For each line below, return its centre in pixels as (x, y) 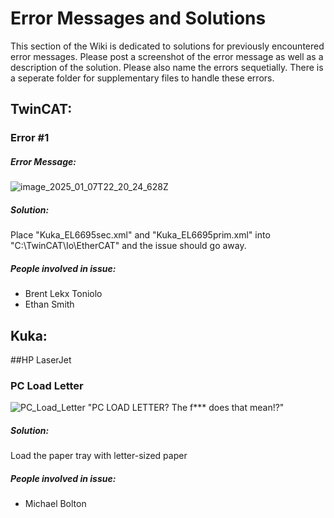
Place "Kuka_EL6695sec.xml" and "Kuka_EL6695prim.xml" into (140, 235)
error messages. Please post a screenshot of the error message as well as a (167, 56)
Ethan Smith (49, 304)
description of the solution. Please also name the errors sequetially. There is (167, 67)
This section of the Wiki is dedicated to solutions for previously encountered (167, 46)
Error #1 (30, 138)
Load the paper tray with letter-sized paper (99, 456)
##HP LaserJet (41, 359)
